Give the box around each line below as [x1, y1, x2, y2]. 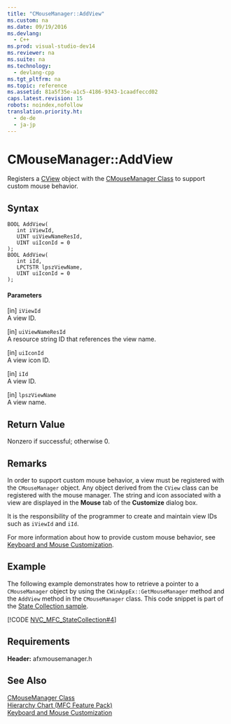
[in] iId [7, 370, 29, 378]
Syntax [7, 202, 39, 214]
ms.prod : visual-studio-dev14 [7, 43, 96, 50]
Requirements [7, 636, 70, 648]
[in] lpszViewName [7, 391, 57, 399]
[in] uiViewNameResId [7, 328, 66, 336]
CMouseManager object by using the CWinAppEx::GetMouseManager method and [7, 586, 225, 595]
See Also [7, 675, 47, 687]
